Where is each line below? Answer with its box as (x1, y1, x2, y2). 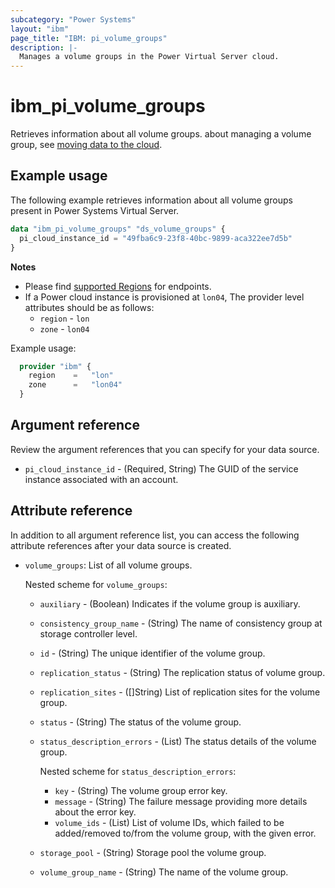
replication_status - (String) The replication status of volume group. (39, 666, 326, 678)
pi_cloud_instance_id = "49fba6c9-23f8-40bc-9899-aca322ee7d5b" (19, 233, 293, 243)
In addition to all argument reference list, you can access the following (10, 529, 300, 541)
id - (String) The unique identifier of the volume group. (39, 647, 266, 659)
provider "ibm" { (19, 361, 92, 371)
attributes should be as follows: (24, 301, 155, 313)
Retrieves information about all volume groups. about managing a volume (10, 128, 312, 140)
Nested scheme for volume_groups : (24, 578, 168, 590)
